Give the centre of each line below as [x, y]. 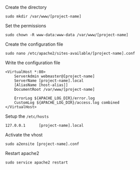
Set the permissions [26, 26]
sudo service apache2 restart [37, 162]
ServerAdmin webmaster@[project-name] [54, 76]
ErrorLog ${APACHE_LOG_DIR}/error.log [54, 98]
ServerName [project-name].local [49, 81]
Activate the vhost [24, 135]
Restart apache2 [22, 153]
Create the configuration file [34, 44]
